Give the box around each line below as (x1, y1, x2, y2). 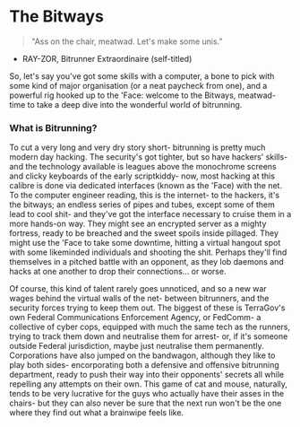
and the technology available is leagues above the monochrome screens (9, 161, 277, 172)
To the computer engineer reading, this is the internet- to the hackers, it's (9, 190, 280, 201)
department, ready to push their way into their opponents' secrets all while (9, 370, 285, 380)
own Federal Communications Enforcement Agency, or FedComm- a (9, 312, 261, 323)
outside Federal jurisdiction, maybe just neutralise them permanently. (9, 341, 264, 352)
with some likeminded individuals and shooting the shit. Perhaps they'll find (9, 247, 287, 257)
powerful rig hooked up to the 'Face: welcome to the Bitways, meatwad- (9, 90, 276, 100)
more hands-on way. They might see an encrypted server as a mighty (9, 218, 267, 230)
